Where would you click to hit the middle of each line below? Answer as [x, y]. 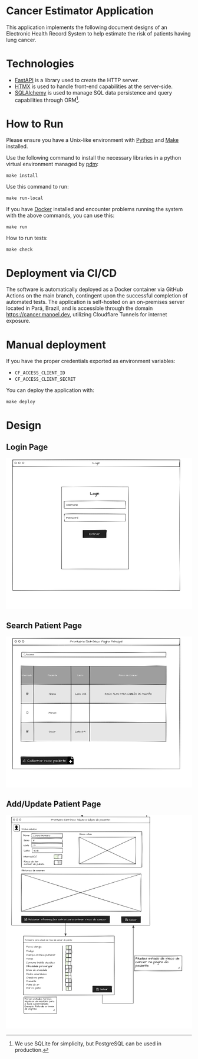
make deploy [21, 402]
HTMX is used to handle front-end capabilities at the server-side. [93, 86]
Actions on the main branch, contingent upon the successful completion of [97, 296]
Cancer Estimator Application [80, 11]
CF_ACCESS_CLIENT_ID [40, 373]
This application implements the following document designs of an [87, 27]
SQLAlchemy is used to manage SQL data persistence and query [93, 92]
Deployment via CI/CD [61, 273]
